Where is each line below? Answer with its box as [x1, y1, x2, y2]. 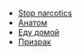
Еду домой [17, 27, 60, 37]
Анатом [17, 17, 48, 28]
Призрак [17, 36, 52, 47]
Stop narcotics [17, 8, 73, 18]
